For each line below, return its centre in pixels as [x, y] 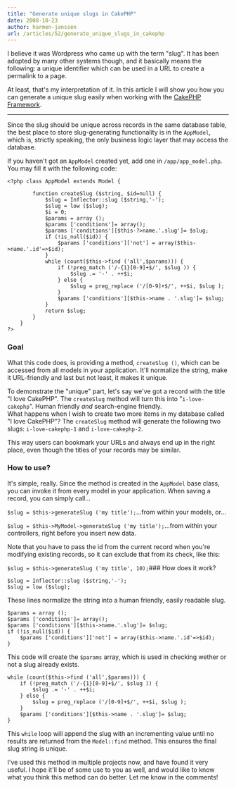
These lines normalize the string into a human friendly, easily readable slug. [117, 600]
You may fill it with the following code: [62, 168]
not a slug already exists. [43, 664]
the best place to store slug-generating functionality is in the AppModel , [109, 133]
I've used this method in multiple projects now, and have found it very [108, 762]
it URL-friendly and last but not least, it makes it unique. [87, 377]
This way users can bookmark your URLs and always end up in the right [111, 442]
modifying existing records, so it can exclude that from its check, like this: [114, 554]
